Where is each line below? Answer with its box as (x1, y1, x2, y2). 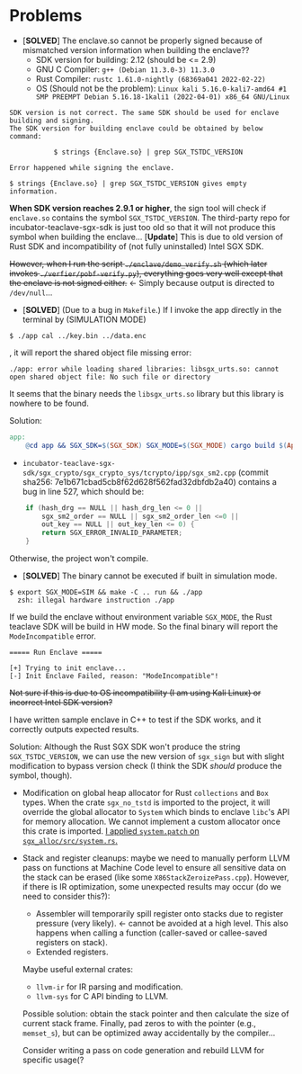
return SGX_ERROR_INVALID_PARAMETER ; (41, 528, 182, 538)
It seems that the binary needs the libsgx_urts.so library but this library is (9, 388, 285, 398)
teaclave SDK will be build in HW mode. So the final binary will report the (9, 622, 279, 632)
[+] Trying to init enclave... (9, 664, 127, 673)
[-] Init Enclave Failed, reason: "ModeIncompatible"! (9, 672, 219, 681)
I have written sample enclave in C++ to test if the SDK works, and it (9, 714, 262, 725)
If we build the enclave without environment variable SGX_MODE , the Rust (9, 612, 272, 622)
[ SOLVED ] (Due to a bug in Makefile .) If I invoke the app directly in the (22, 304, 282, 315)
